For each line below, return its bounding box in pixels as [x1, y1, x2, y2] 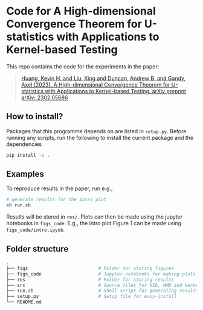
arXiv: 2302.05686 [21, 94, 68, 101]
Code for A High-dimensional [6, 4, 156, 18]
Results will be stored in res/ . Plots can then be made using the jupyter [6, 213, 183, 220]
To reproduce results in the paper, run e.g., [6, 185, 113, 192]
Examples [6, 169, 44, 179]
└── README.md [6, 299, 42, 305]
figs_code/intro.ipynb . [6, 226, 65, 234]
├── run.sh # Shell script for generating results [6, 288, 199, 294]
